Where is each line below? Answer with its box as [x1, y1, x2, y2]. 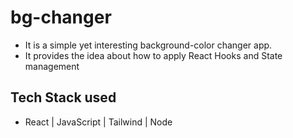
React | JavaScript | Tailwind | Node [24, 116, 173, 128]
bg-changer [10, 6, 112, 29]
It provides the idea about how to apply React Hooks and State [24, 49, 283, 61]
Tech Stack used [10, 89, 117, 106]
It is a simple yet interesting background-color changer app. [24, 39, 273, 51]
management [24, 60, 80, 72]
